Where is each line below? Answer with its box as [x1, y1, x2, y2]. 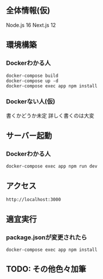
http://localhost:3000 [6, 197, 61, 203]
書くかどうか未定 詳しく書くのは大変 [6, 112, 94, 119]
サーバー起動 [6, 131, 52, 141]
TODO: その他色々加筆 [6, 264, 86, 274]
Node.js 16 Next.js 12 [6, 21, 56, 28]
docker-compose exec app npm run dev [6, 164, 98, 169]
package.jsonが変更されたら [6, 233, 87, 241]
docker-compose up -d [6, 78, 59, 84]
